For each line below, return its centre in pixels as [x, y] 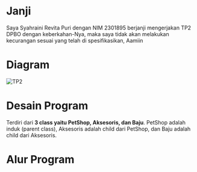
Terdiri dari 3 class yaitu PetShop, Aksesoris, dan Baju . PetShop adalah [96, 122]
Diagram [28, 65]
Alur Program [40, 159]
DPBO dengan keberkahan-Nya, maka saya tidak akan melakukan [88, 34]
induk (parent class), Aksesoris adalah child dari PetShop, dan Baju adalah [98, 129]
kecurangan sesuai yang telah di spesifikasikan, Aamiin [75, 40]
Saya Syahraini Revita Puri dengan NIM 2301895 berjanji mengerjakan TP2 [99, 28]
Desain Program [47, 106]
